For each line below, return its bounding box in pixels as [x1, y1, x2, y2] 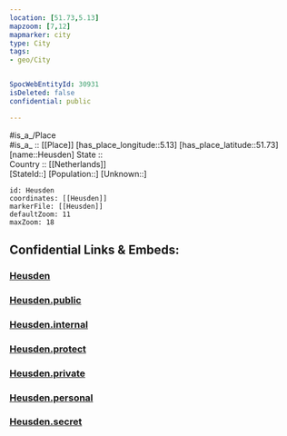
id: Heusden [9, 185, 54, 195]
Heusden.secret [9, 415, 83, 428]
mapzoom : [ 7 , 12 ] [9, 22, 71, 31]
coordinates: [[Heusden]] [9, 193, 107, 203]
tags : [9, 47, 30, 56]
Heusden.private [9, 367, 86, 380]
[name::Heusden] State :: [9, 149, 104, 160]
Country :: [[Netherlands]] [9, 158, 107, 169]
